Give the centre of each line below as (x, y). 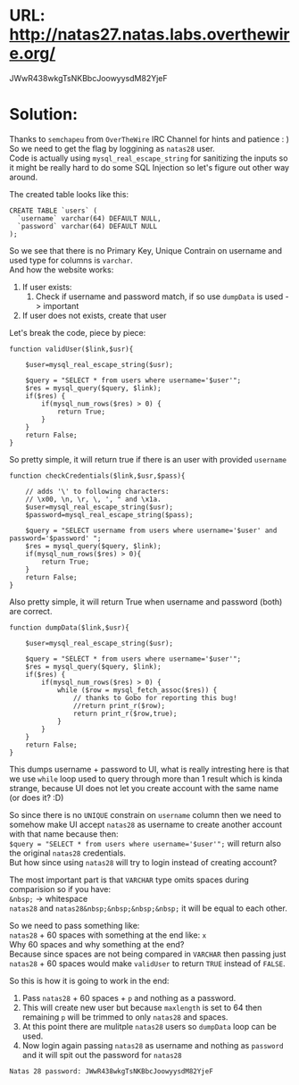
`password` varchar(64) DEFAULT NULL (87, 226)
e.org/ (33, 54)
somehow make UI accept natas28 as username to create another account (146, 824)
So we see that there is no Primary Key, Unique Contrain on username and (146, 250)
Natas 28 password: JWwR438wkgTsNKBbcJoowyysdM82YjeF (112, 1071)
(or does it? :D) (37, 797)
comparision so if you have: (60, 889)
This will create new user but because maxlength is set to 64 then (142, 1007)
